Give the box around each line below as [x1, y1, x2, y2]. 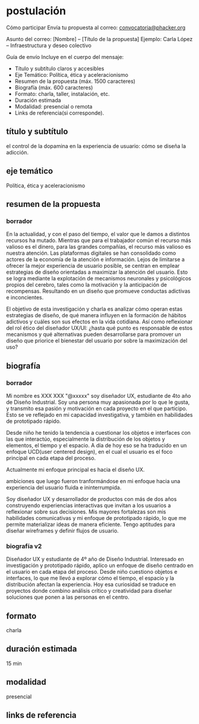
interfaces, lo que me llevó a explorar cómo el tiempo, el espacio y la [6, 574, 174, 582]
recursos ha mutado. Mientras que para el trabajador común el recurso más [6, 237, 191, 244]
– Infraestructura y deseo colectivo [6, 42, 92, 49]
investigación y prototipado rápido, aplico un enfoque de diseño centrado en [6, 562, 194, 569]
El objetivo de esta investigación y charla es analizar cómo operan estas [6, 305, 183, 313]
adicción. [6, 148, 29, 156]
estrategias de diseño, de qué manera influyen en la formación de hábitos [6, 312, 187, 319]
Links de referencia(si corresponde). [14, 109, 105, 116]
